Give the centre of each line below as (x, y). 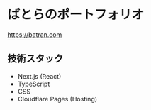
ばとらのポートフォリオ (76, 15)
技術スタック (35, 59)
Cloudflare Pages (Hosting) (57, 99)
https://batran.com (35, 34)
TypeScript (34, 84)
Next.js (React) (39, 76)
